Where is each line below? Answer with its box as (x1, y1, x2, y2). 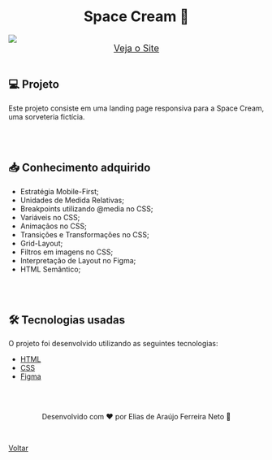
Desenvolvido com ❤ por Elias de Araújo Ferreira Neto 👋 (41, 412, 231, 422)
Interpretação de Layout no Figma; (19, 255, 136, 265)
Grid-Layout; (19, 238, 63, 248)
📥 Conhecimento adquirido (8, 161, 151, 175)
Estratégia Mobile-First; (19, 186, 99, 196)
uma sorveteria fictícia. (8, 111, 85, 121)
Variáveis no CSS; (19, 212, 80, 222)
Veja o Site (113, 42, 160, 54)
